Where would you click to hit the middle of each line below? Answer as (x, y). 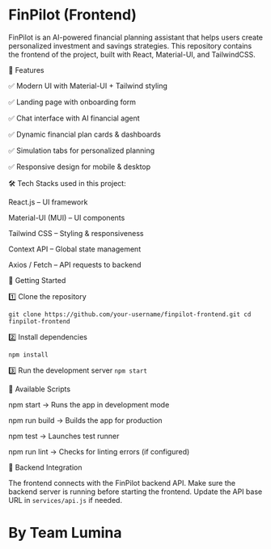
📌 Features (26, 70)
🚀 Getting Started (37, 280)
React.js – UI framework (48, 202)
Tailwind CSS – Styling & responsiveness (76, 233)
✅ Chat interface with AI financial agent (74, 118)
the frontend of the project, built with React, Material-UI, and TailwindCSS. (132, 54)
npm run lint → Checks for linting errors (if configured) (99, 451)
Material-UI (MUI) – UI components (67, 217)
